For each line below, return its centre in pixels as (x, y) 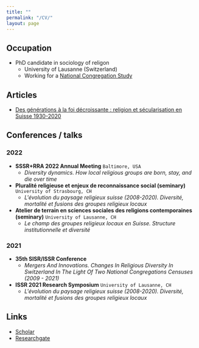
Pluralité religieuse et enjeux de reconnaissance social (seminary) (100, 185)
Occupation (29, 48)
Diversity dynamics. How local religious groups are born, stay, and (108, 172)
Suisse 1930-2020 (38, 116)
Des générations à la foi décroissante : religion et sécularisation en (99, 110)
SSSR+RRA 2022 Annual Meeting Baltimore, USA (78, 166)
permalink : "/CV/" (30, 18)
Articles (22, 95)
